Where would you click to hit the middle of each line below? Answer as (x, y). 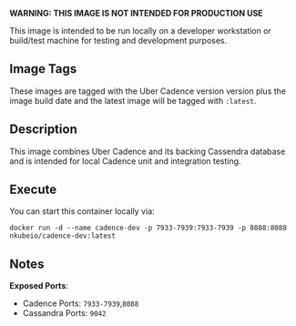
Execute (33, 190)
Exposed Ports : (39, 286)
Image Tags (43, 69)
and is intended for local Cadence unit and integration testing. (125, 161)
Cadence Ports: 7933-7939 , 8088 (81, 303)
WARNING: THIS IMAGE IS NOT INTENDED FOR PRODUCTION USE (136, 13)
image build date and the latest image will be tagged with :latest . (133, 100)
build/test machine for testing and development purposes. (118, 41)
